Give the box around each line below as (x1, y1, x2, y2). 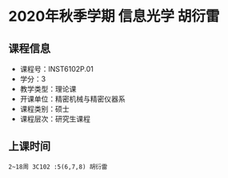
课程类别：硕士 (19, 105, 70, 113)
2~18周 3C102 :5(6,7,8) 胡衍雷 (8, 163, 108, 171)
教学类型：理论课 (19, 85, 77, 93)
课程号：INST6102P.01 (19, 65, 94, 73)
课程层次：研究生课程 (19, 114, 90, 124)
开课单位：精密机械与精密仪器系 (19, 94, 126, 104)
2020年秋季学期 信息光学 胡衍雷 (8, 7, 220, 26)
